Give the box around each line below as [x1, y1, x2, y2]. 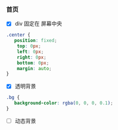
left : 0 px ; [17, 49, 44, 55]
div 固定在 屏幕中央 [14, 20, 63, 28]
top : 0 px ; [17, 43, 42, 49]
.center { [6, 32, 31, 38]
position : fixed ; [14, 38, 58, 44]
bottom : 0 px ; [17, 60, 49, 66]
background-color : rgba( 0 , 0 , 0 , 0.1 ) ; [14, 100, 113, 106]
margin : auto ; [17, 65, 52, 71]
